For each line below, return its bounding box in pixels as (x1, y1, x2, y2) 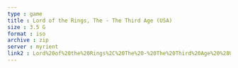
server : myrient (7, 43, 59, 50)
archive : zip (7, 37, 50, 44)
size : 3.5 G (7, 23, 46, 30)
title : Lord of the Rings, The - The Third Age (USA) (7, 17, 173, 24)
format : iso (7, 30, 46, 38)
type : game (7, 10, 42, 18)
